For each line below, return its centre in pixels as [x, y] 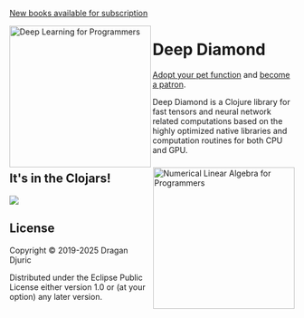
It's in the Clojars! [60, 179]
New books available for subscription [79, 13]
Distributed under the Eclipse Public [76, 277]
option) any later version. [56, 296]
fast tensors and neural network [212, 111]
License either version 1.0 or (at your [78, 287]
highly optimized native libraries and [220, 130]
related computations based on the [218, 120]
